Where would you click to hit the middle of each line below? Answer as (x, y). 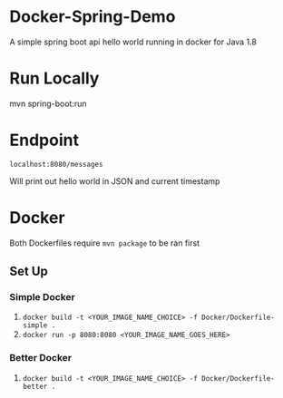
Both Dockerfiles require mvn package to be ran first (105, 243)
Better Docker (41, 358)
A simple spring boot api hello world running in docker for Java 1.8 (133, 42)
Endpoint (44, 140)
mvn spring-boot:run (48, 103)
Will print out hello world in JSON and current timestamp (115, 181)
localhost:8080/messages (56, 164)
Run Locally (54, 78)
